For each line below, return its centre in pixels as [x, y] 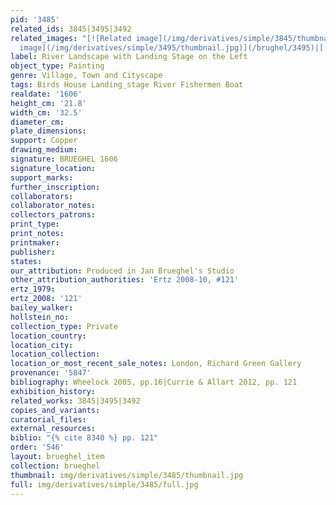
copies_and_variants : [55, 410]
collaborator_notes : [53, 206]
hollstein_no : [40, 317]
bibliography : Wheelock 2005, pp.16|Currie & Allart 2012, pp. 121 [154, 382]
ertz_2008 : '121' [46, 299]
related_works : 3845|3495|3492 [75, 401]
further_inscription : [55, 187]
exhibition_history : [53, 391]
